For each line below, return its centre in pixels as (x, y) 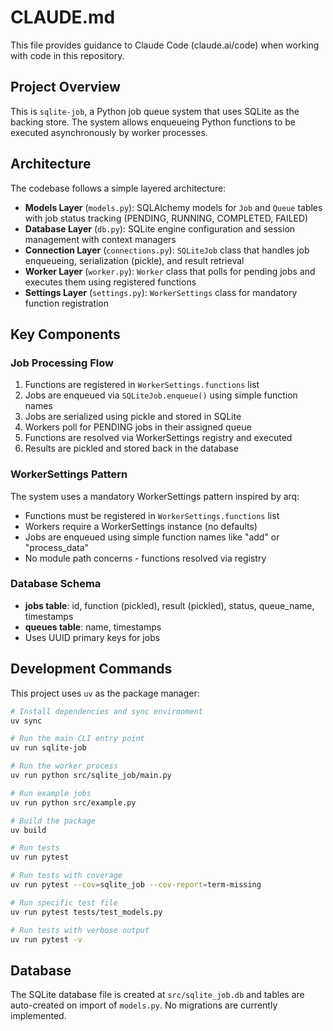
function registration (67, 303)
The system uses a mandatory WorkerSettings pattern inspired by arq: (155, 496)
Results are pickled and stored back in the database (131, 448)
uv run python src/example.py (73, 802)
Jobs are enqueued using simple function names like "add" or (152, 537)
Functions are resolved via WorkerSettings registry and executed (158, 438)
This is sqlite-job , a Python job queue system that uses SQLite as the (155, 111)
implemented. (38, 1016)
